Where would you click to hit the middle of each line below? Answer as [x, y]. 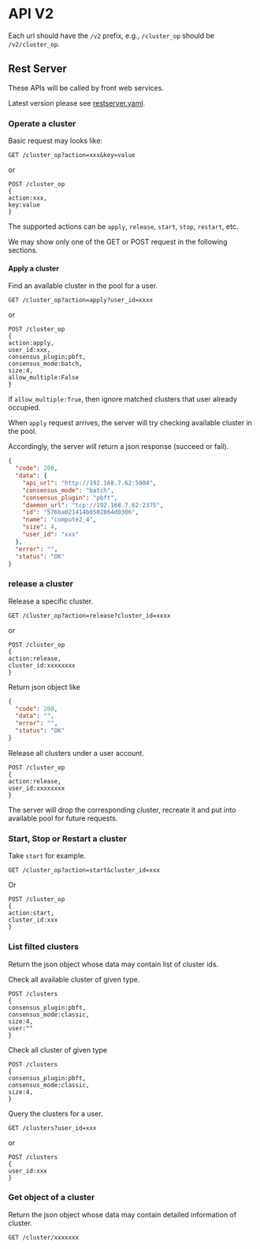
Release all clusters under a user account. [76, 753]
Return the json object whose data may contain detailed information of [123, 1214]
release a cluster [41, 584]
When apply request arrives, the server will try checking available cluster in [130, 423]
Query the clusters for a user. [56, 1113]
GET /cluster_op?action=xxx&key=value [72, 155]
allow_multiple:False [44, 378]
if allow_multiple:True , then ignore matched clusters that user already [123, 399]
